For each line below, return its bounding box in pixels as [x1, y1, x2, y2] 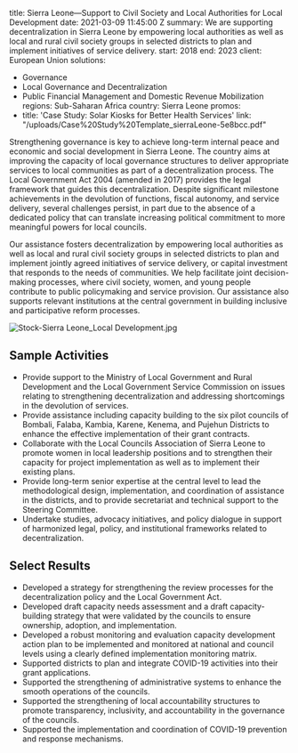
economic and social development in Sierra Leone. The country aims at [9, 146, 270, 157]
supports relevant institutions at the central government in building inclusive [9, 296, 287, 306]
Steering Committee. [21, 504, 99, 514]
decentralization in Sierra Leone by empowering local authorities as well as [9, 27, 284, 36]
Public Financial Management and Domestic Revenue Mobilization [21, 91, 264, 101]
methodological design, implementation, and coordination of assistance [21, 485, 285, 496]
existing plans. [21, 466, 76, 477]
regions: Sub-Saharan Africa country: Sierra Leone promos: [21, 101, 242, 110]
